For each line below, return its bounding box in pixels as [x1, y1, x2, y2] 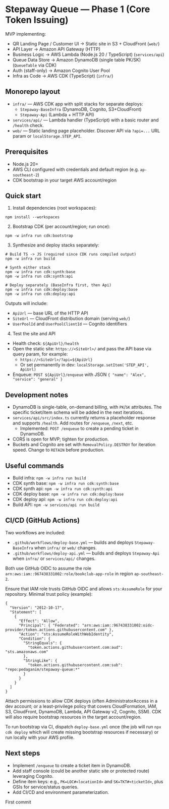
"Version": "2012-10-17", [10, 605, 65, 610]
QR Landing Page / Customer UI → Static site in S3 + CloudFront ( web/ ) [12, 40, 160, 46]
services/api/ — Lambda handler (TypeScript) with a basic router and [12, 117, 159, 123]
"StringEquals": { [23, 640, 62, 646]
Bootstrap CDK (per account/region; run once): [12, 223, 110, 230]
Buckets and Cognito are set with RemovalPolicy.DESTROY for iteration [12, 442, 155, 448]
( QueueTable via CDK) [12, 62, 57, 68]
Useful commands [5, 461, 64, 470]
